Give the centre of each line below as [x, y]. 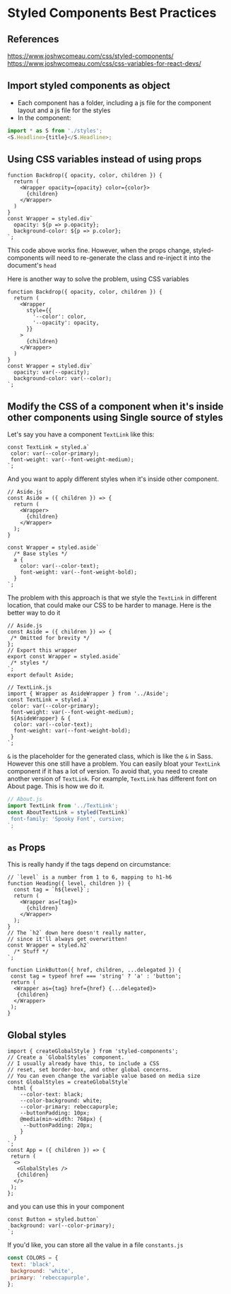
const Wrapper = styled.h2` [49, 945]
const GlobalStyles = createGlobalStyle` [69, 1082]
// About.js [25, 800]
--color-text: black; [52, 1095]
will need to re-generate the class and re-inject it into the [128, 258]
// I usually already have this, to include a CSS [83, 1064]
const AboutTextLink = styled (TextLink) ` [69, 812]
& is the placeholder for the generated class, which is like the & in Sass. [110, 756]
